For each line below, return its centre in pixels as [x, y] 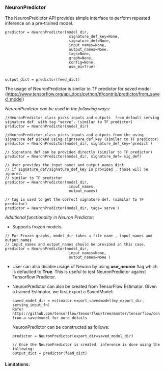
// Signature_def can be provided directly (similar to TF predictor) [79, 152]
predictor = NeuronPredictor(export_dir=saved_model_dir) [73, 336]
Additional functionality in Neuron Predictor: [50, 217]
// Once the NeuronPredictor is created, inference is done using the [86, 345]
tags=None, [80, 54]
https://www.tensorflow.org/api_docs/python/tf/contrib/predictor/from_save [83, 94]
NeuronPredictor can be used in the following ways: [58, 109]
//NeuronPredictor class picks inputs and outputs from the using [74, 135]
